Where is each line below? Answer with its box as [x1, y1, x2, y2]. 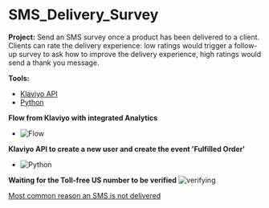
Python [19, 97, 44, 107]
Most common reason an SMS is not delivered [8, 190, 161, 200]
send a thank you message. [8, 58, 100, 67]
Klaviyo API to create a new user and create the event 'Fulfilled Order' [8, 144, 246, 153]
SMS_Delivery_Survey [8, 6, 159, 24]
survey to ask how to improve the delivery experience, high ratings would [18, 49, 262, 59]
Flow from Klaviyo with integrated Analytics [8, 112, 158, 122]
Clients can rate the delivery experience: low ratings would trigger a [8, 40, 233, 50]
